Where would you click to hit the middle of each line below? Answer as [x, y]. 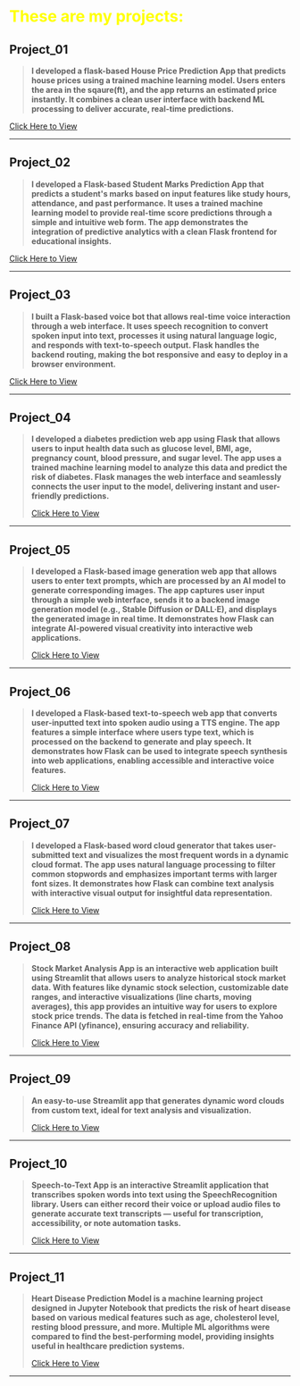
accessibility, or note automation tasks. [106, 1223]
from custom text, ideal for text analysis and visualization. [141, 1110]
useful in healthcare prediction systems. [108, 1346]
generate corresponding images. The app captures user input [148, 591]
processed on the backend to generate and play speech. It [141, 742]
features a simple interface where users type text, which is [142, 732]
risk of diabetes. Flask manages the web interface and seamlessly [156, 477]
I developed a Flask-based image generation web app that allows [154, 571]
